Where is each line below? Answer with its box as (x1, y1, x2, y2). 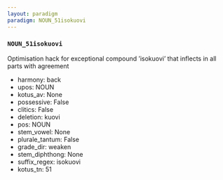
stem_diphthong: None (17, 150, 83, 158)
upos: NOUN (17, 82, 55, 91)
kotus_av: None (17, 90, 63, 98)
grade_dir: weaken (17, 142, 72, 151)
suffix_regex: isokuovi (17, 157, 81, 166)
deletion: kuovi (17, 112, 61, 121)
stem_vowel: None (17, 127, 71, 136)
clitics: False (17, 105, 54, 113)
